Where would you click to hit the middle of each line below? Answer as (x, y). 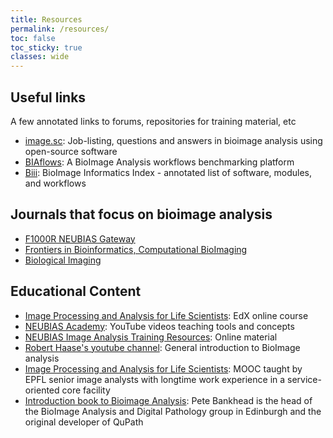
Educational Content (76, 291)
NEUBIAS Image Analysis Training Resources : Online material (151, 337)
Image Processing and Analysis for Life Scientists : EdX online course (166, 315)
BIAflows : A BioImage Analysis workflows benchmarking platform (159, 162)
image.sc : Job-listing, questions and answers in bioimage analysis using (173, 140)
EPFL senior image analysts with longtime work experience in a (155, 379)
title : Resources (46, 19)
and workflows (55, 183)
